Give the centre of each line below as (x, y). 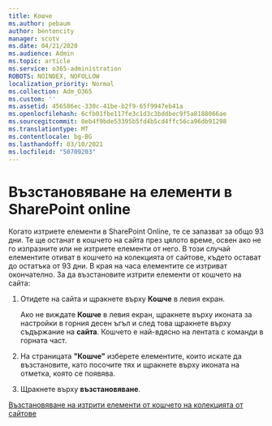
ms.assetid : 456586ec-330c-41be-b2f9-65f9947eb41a (96, 106)
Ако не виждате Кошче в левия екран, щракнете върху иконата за (136, 315)
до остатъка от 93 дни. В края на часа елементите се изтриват (118, 266)
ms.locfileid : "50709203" (52, 152)
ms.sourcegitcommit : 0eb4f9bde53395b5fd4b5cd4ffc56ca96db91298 (118, 122)
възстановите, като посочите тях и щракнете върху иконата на (130, 365)
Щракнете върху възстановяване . (80, 389)
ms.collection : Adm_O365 (50, 91)
